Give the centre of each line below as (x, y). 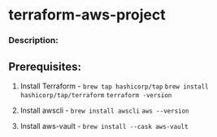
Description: (33, 41)
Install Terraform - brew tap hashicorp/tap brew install (114, 86)
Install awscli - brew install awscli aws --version (104, 110)
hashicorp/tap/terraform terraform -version (96, 95)
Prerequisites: (45, 66)
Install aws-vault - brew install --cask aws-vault (104, 126)
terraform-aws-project (87, 15)
